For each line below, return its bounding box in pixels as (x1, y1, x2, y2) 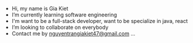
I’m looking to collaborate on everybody (11, 24, 109, 31)
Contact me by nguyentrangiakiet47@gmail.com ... (11, 30, 136, 37)
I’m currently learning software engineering (11, 11, 117, 18)
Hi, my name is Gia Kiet (11, 5, 69, 12)
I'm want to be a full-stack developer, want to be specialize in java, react (11, 18, 188, 24)
